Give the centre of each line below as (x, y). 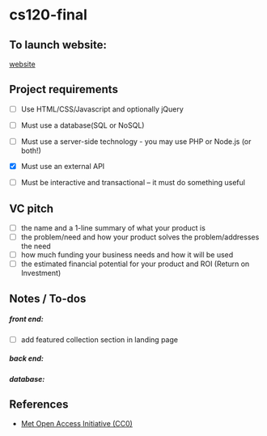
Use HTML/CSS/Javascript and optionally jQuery (102, 109)
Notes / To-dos (48, 298)
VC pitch (32, 208)
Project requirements (64, 89)
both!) (31, 150)
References (39, 404)
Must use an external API (63, 166)
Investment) (41, 273)
